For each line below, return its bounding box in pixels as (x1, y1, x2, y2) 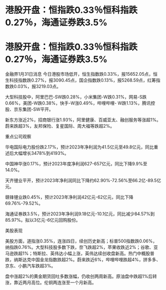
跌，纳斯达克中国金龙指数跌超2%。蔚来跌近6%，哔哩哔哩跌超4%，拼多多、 (5, 257, 161, 263)
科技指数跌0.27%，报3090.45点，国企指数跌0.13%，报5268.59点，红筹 (9, 77, 156, 83)
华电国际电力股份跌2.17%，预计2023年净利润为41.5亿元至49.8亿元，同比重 (5, 144, 159, 150)
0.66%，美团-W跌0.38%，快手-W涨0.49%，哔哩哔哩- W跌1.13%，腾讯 (5, 100, 151, 106)
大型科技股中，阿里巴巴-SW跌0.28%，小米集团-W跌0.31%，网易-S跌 (5, 94, 147, 100)
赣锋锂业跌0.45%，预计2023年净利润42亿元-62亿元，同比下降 (5, 194, 134, 200)
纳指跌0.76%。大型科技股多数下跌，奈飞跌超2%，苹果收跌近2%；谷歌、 (5, 244, 154, 250)
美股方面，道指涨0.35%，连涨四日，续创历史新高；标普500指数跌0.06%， (5, 238, 158, 244)
